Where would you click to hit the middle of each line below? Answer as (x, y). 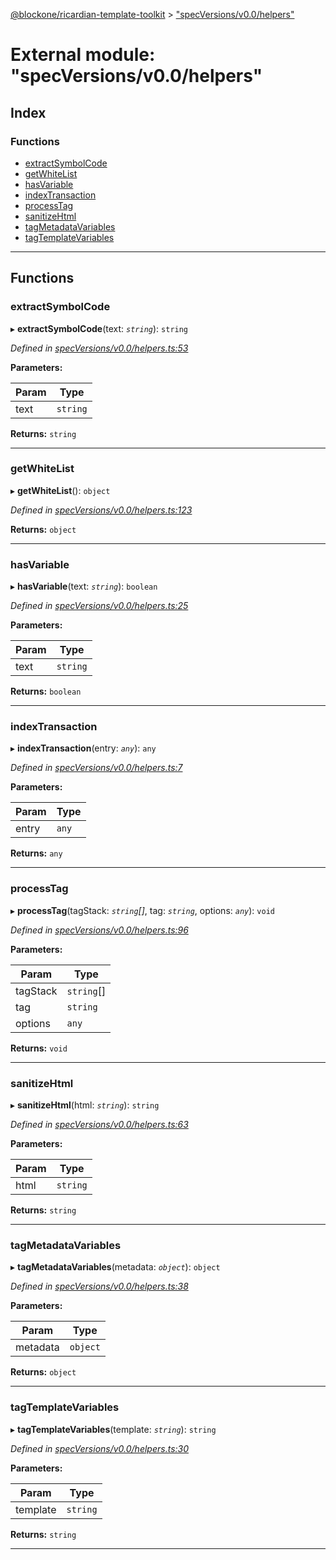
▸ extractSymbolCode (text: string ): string (99, 328)
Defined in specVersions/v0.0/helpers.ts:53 (99, 348)
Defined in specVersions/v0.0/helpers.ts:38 (99, 1286)
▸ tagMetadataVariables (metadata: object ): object (115, 1267)
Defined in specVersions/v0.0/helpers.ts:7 (96, 768)
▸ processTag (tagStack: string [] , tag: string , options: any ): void (142, 910)
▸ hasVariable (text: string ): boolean (84, 586)
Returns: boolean (46, 691)
